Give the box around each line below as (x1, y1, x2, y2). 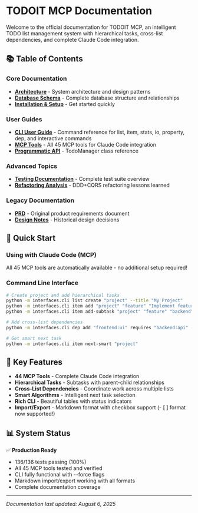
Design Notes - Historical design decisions (14, 216, 120, 223)
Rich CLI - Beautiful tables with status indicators (14, 398, 132, 405)
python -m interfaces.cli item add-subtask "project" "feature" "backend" (6, 309, 194, 315)
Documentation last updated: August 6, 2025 (6, 501, 116, 508)
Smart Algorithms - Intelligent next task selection (14, 392, 136, 399)
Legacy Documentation (6, 196, 75, 204)
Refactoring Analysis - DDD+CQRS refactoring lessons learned (14, 181, 170, 189)
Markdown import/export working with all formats (14, 477, 136, 484)
